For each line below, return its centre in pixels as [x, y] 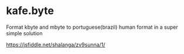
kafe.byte [30, 11]
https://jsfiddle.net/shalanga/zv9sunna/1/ [56, 45]
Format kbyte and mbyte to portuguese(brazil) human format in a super [92, 27]
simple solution [24, 33]
